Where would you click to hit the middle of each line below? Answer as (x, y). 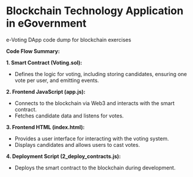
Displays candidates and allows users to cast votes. (77, 145)
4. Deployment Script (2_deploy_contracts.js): (64, 156)
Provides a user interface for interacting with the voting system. (92, 138)
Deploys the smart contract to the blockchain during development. (95, 168)
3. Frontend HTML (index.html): (46, 127)
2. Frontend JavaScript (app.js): (46, 91)
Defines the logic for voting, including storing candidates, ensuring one (101, 74)
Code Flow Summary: (33, 51)
